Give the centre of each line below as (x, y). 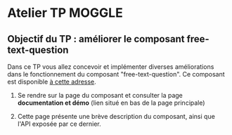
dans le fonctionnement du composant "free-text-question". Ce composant (116, 74)
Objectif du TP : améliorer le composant (96, 39)
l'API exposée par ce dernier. (59, 124)
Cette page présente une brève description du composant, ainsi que (116, 116)
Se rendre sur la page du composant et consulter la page (100, 95)
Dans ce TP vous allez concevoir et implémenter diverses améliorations (111, 67)
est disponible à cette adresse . (52, 82)
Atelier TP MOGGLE (65, 13)
